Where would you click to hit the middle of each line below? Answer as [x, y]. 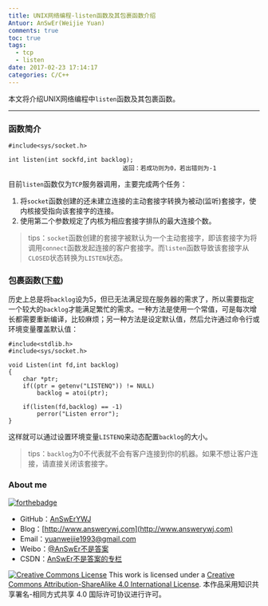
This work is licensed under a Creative [172, 574]
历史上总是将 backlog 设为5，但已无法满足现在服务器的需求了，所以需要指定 [131, 299]
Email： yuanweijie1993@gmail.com [78, 538]
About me [28, 485]
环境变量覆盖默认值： [43, 329]
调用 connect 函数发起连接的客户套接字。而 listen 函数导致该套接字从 [138, 247]
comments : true [33, 30]
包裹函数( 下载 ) [36, 280]
